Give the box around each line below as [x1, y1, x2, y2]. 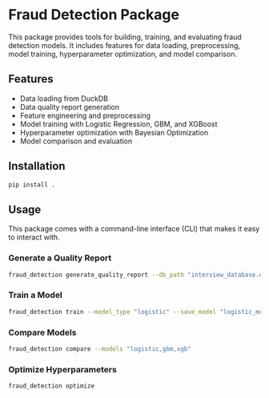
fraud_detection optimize [8, 382, 94, 390]
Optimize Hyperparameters [8, 364, 118, 375]
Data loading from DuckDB [19, 94, 108, 103]
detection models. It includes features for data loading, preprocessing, [8, 40, 241, 50]
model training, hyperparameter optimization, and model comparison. [8, 49, 238, 58]
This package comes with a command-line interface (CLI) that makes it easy [8, 224, 260, 234]
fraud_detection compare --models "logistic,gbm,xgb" [8, 344, 192, 353]
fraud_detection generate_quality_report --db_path [8, 271, 184, 279]
